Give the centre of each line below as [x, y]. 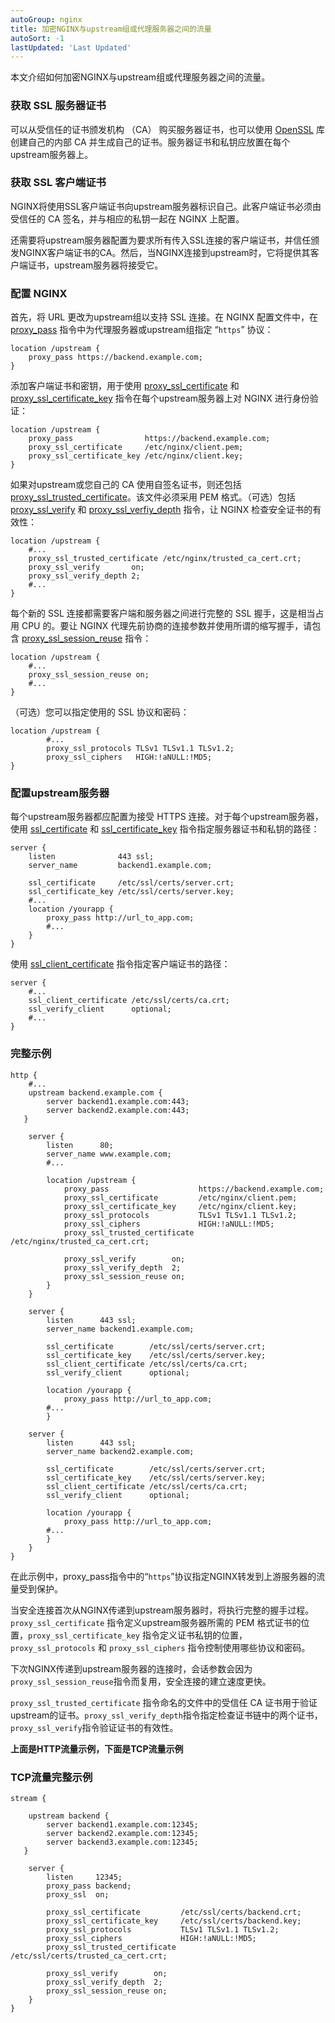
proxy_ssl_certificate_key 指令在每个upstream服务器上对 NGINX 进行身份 [160, 398]
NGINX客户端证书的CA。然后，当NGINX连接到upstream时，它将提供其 [164, 252]
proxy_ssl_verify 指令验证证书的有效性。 [94, 1727]
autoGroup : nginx [46, 19]
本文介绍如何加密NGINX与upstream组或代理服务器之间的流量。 [140, 77]
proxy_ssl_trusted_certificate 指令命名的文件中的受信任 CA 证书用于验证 [164, 1702]
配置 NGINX [39, 293]
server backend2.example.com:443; [118, 1110]
